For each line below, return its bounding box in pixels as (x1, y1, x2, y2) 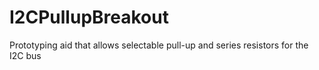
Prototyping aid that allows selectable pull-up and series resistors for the (9, 39, 309, 51)
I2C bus (9, 49, 42, 61)
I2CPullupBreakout (9, 6, 169, 29)
